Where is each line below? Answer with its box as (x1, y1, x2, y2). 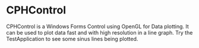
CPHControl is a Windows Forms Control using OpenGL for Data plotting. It (6, 23, 189, 30)
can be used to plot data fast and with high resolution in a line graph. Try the (6, 29, 193, 36)
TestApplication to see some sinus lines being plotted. (6, 35, 138, 42)
